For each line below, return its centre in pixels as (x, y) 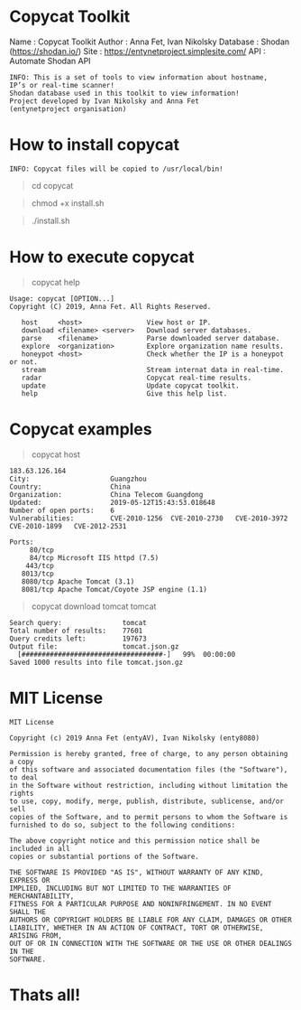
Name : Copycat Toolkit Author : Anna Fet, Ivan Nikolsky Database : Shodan (150, 42)
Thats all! (45, 995)
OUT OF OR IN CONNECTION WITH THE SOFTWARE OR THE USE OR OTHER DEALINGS (151, 943)
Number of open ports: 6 (62, 510)
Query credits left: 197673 (78, 639)
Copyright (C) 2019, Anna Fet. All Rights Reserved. (110, 306)
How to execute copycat (102, 257)
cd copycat (52, 185)
